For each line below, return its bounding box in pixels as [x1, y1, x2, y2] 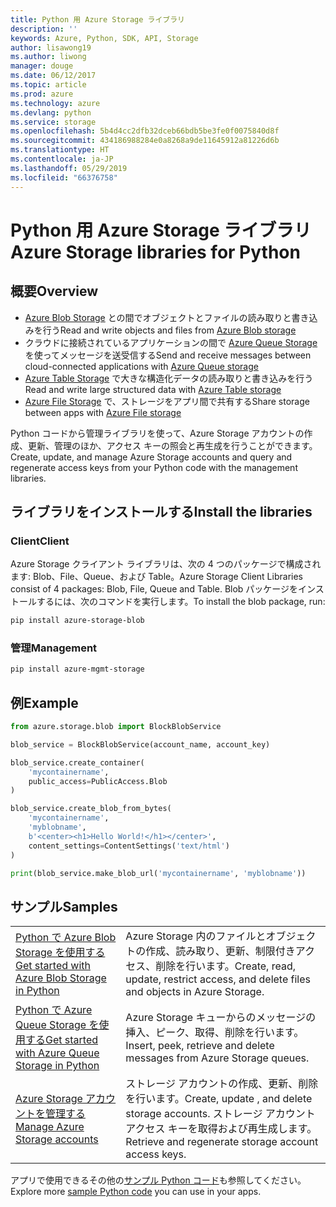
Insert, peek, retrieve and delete [125, 1039, 275, 1053]
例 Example [10, 694, 79, 711]
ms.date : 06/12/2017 [10, 71, 97, 81]
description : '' [10, 24, 78, 34]
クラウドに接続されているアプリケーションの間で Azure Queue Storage [24, 336, 318, 348]
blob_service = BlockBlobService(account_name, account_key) [10, 739, 271, 750]
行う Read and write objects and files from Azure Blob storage [42, 324, 297, 336]
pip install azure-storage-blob [10, 616, 145, 626]
